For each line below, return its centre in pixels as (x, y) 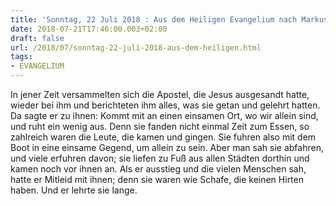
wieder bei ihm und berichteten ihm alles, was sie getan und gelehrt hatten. (165, 105)
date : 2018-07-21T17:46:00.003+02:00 (89, 29)
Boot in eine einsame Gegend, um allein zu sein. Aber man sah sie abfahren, (167, 147)
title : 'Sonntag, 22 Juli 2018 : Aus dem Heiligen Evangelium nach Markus (169, 19)
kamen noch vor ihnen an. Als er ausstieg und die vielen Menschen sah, (158, 169)
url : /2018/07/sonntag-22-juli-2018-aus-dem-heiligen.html (136, 47)
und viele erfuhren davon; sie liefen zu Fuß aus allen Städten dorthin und (160, 158)
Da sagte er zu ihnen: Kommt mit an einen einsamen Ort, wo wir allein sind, (164, 115)
